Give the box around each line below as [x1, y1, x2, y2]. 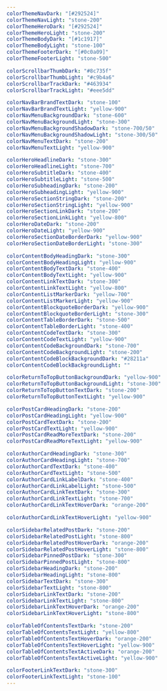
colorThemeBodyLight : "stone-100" [6, 42, 106, 49]
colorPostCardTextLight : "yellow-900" [6, 425, 118, 432]
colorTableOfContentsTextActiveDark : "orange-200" [6, 648, 155, 655]
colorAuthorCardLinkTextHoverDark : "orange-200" [6, 502, 149, 509]
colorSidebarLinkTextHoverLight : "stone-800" [6, 610, 139, 617]
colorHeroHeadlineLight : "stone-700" [6, 163, 115, 170]
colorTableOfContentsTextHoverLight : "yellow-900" [6, 641, 155, 649]
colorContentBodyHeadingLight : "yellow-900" [6, 259, 137, 266]
